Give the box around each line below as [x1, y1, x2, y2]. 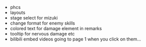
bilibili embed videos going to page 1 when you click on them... [10, 36, 141, 42]
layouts [10, 9, 25, 15]
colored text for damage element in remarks [10, 25, 102, 31]
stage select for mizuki [10, 15, 58, 20]
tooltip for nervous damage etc [10, 31, 75, 36]
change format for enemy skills [10, 20, 75, 26]
